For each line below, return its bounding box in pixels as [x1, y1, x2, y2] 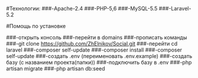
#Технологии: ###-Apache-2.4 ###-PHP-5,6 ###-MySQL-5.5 [6, 5, 158, 12]
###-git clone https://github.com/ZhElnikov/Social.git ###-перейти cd [6, 40, 178, 47]
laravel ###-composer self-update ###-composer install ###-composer [6, 46, 182, 53]
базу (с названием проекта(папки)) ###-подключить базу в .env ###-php [6, 59, 192, 66]
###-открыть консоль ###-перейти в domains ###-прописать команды [6, 34, 187, 40]
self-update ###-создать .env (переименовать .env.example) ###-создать [6, 53, 193, 59]
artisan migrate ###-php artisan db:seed [6, 65, 105, 72]
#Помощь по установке [6, 23, 66, 29]
